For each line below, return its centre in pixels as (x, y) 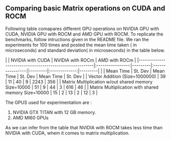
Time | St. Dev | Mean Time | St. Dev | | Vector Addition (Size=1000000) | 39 (86, 76)
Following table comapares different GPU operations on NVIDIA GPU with (82, 29)
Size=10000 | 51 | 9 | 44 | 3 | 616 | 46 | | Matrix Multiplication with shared (82, 87)
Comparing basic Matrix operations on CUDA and (85, 8)
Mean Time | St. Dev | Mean (135, 71)
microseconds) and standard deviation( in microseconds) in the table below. (85, 50)
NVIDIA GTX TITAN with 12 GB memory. (54, 112)
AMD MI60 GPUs (31, 118)
